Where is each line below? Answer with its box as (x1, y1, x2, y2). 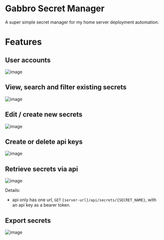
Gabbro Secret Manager (5, 3, 105, 14)
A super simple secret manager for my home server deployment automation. (5, 19, 159, 25)
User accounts (5, 56, 51, 64)
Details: (5, 187, 21, 193)
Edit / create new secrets (5, 110, 83, 119)
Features (5, 36, 42, 48)
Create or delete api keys (5, 137, 83, 146)
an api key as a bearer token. (12, 202, 71, 208)
